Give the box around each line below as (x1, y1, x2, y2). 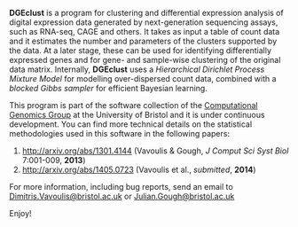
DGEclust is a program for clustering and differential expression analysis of (9, 8, 284, 18)
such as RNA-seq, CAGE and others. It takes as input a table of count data (9, 27, 280, 36)
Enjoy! (9, 208, 33, 218)
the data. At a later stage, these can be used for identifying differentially (9, 45, 272, 56)
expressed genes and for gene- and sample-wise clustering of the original (9, 55, 281, 65)
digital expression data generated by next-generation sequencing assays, (9, 17, 278, 27)
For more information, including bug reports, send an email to (9, 182, 233, 192)
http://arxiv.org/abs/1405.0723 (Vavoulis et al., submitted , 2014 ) (21, 164, 256, 175)
